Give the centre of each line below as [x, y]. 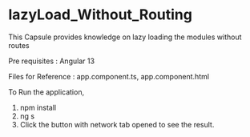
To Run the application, [46, 92]
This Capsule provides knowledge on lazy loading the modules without [125, 37]
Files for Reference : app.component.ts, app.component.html [109, 76]
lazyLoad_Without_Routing [100, 15]
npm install [38, 107]
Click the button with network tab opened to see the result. [117, 124]
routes [19, 45]
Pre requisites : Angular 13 [51, 61]
